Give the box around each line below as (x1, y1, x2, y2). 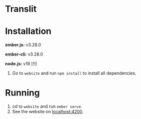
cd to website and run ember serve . (12, 103, 82, 109)
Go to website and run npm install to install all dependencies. (12, 70, 137, 76)
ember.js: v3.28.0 (5, 42, 41, 48)
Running (5, 87, 40, 99)
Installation (5, 26, 52, 37)
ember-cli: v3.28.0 (5, 51, 43, 57)
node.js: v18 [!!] (5, 61, 37, 67)
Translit (5, 3, 37, 15)
